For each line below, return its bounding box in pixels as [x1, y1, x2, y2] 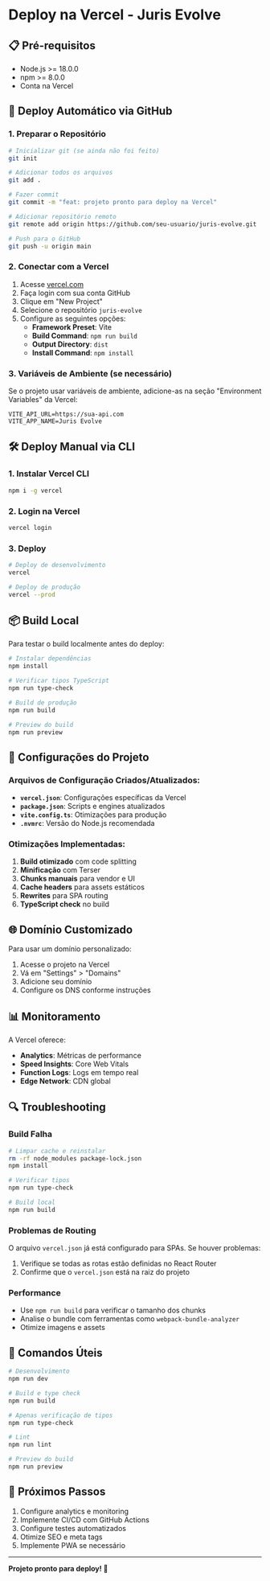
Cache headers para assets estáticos [19, 882, 145, 892]
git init [8, 154, 38, 162]
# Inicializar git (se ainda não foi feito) [8, 146, 160, 154]
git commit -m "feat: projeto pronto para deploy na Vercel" [8, 199, 218, 207]
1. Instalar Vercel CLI [8, 468, 90, 479]
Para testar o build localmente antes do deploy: [8, 639, 165, 649]
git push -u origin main [8, 242, 92, 250]
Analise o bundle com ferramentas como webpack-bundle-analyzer [19, 1314, 239, 1324]
